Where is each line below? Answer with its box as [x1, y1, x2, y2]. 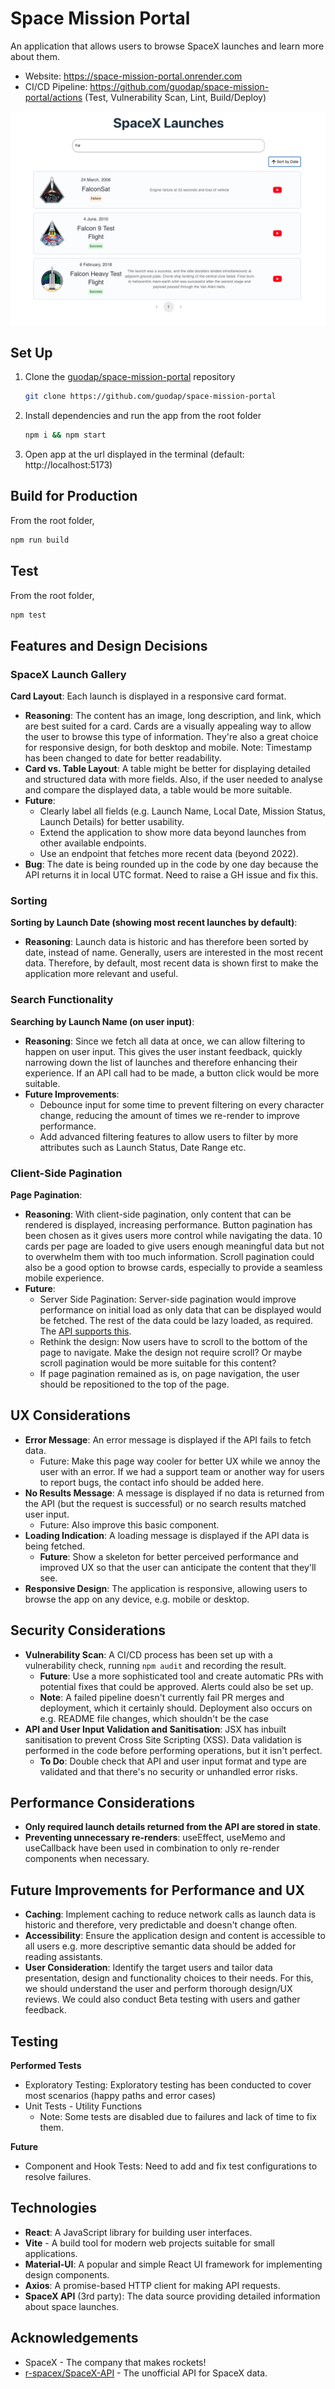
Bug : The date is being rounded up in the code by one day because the [24, 858, 319, 871]
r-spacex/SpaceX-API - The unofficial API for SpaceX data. [24, 2367, 268, 2379]
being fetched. [24, 1540, 86, 1552]
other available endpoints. [39, 837, 147, 849]
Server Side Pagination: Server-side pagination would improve [39, 1293, 297, 1306]
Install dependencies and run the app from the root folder [24, 410, 262, 422]
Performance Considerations [10, 1795, 195, 1812]
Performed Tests [10, 2060, 82, 2072]
